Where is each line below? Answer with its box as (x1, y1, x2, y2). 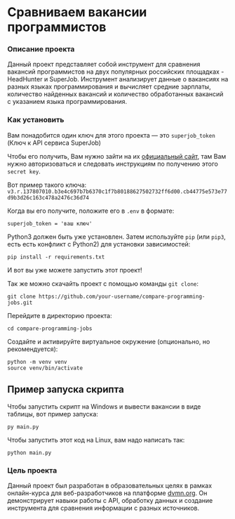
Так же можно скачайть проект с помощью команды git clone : (7, 279, 199, 288)
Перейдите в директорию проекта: (7, 311, 112, 320)
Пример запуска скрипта (7, 383, 124, 395)
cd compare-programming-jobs (7, 324, 93, 332)
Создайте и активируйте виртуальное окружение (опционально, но (7, 337, 210, 346)
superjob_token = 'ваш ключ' (7, 220, 93, 227)
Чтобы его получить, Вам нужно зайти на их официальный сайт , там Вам (7, 152, 227, 160)
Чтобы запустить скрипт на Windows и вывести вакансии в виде (7, 402, 201, 411)
